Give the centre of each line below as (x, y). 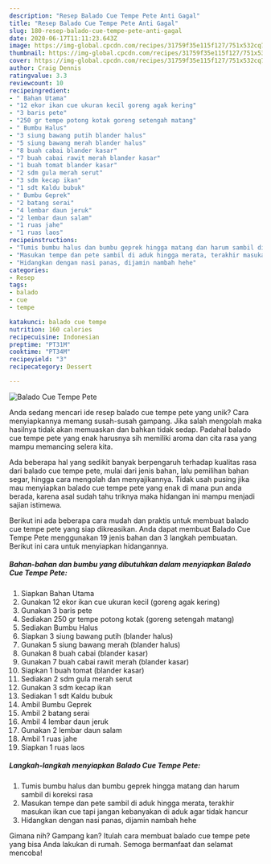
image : (20, 46)
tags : (18, 285)
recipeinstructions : (44, 241)
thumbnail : (27, 53)
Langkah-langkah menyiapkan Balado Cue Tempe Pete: (105, 766)
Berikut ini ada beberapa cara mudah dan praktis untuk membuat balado (129, 520)
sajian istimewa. (36, 504)
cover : (20, 61)
